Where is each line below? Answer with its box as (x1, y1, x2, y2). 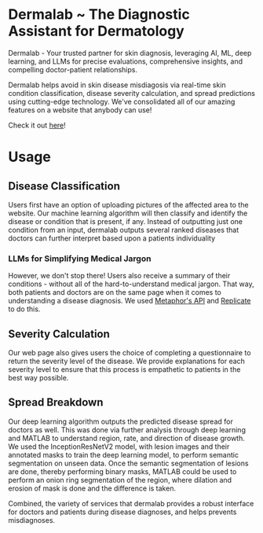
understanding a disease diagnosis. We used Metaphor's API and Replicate (8, 296, 251, 306)
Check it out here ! (8, 120, 67, 130)
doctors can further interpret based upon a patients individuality (8, 233, 216, 243)
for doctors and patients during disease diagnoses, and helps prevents (8, 507, 237, 516)
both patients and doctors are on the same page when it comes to (8, 288, 221, 297)
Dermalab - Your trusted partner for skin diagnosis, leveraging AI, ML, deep (8, 48, 252, 57)
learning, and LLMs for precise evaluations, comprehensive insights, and (8, 57, 243, 66)
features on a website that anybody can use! (8, 105, 152, 115)
